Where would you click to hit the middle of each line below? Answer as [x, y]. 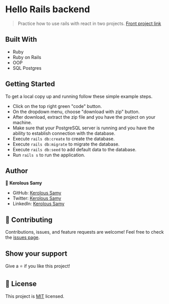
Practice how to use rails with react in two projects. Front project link [89, 23]
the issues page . [23, 237]
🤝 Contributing [29, 220]
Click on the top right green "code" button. [57, 106]
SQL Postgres [27, 68]
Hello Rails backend [48, 9]
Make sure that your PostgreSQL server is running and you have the [83, 128]
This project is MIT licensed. [35, 296]
